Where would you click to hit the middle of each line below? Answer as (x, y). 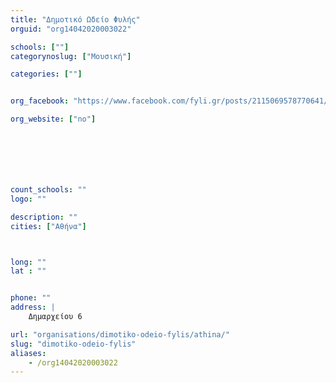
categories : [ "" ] (46, 74)
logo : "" (28, 199)
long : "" (28, 262)
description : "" (44, 217)
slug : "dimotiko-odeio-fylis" (73, 344)
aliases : (28, 353)
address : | (33, 307)
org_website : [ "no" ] (53, 119)
